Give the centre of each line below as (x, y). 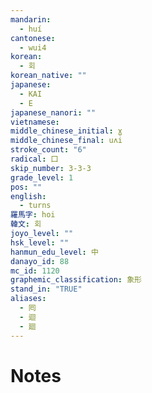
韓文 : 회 (26, 224)
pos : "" (26, 187)
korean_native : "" (48, 76)
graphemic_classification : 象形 (76, 280)
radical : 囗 (34, 159)
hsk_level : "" (40, 242)
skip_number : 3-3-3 (51, 168)
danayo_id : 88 (40, 261)
